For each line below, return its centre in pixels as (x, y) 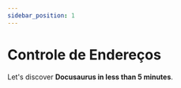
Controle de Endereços (84, 54)
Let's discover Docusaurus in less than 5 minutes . (90, 77)
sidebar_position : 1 (41, 15)
